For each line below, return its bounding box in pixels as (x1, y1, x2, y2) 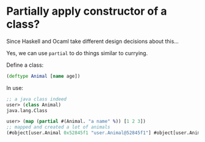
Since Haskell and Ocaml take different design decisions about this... (6, 37, 179, 45)
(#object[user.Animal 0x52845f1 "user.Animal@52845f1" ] (6, 130, 151, 136)
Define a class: (6, 61, 44, 69)
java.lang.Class (6, 107, 48, 114)
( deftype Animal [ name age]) (6, 73, 81, 79)
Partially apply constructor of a (6, 4, 167, 18)
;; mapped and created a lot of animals (6, 124, 111, 130)
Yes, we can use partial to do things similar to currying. (6, 49, 148, 56)
